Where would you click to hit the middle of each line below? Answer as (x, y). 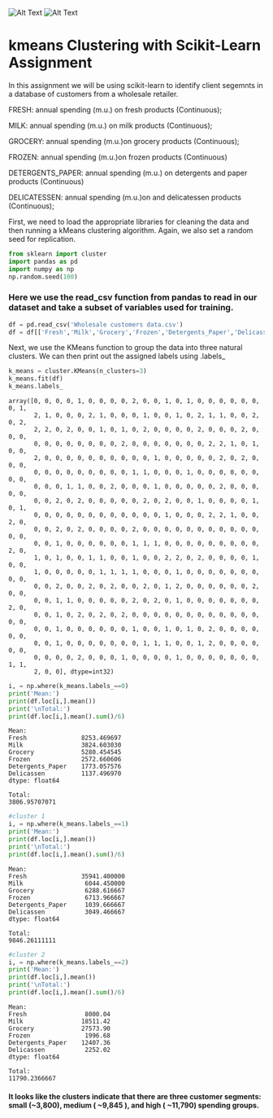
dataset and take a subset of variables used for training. (121, 308)
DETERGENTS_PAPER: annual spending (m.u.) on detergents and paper (128, 173)
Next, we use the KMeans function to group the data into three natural (126, 348)
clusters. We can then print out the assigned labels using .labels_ (117, 356)
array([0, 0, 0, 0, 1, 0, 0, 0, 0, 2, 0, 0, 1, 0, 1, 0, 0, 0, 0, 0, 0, (134, 401)
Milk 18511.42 (60, 1021)
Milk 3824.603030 (65, 745)
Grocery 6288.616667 (67, 890)
